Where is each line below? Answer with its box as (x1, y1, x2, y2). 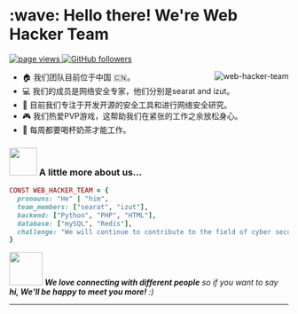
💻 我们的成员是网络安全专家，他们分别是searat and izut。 (21, 85, 235, 96)
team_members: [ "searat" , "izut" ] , (17, 202, 149, 211)
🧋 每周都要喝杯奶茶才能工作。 (21, 124, 131, 135)
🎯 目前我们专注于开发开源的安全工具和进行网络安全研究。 (21, 99, 232, 110)
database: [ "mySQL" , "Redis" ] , (17, 219, 133, 228)
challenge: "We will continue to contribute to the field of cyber (17, 227, 272, 236)
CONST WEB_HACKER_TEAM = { (9, 186, 109, 195)
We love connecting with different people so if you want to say (43, 277, 278, 288)
